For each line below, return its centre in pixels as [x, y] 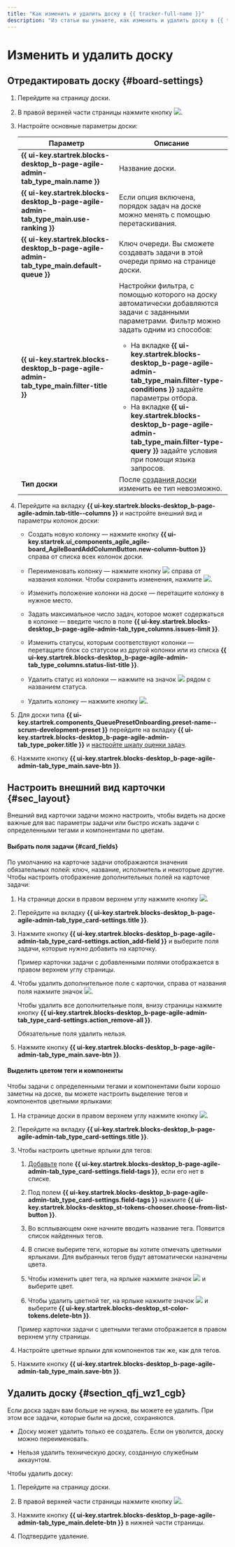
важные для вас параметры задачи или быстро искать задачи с [104, 823]
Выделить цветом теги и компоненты [65, 1071]
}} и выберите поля [190, 941]
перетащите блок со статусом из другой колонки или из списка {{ [127, 650]
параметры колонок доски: [58, 521]
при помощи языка [163, 459]
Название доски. [147, 168]
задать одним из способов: [165, 329]
